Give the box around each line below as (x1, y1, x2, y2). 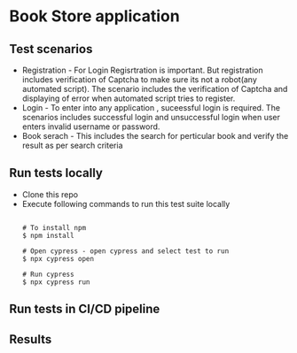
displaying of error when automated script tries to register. (21, 93, 236, 104)
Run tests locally (9, 165, 104, 180)
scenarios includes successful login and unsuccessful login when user (21, 112, 281, 122)
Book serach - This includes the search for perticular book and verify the (21, 131, 289, 141)
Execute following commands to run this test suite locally (21, 198, 231, 209)
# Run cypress (21, 270, 74, 279)
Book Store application (9, 6, 180, 27)
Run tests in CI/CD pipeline (9, 302, 160, 317)
